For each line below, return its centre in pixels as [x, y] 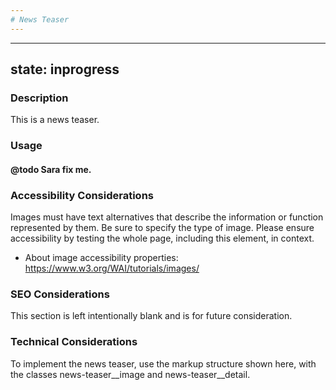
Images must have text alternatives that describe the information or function [167, 217]
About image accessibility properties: [101, 258]
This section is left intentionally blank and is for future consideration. [151, 316]
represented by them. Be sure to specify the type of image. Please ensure [162, 228]
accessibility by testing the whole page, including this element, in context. [162, 238]
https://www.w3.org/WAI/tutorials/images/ [112, 268]
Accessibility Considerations [82, 195]
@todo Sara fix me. [51, 169]
